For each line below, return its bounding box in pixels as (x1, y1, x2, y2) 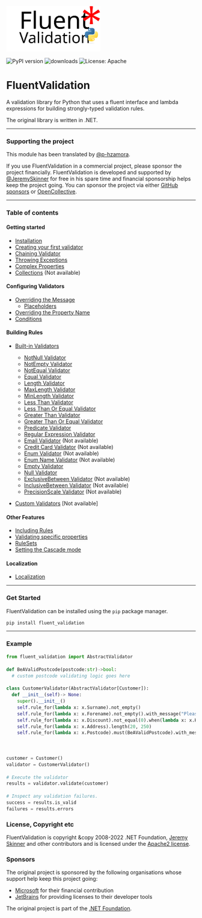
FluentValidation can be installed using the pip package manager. (6, 607, 168, 614)
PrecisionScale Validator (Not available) (23, 488, 122, 495)
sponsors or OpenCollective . (6, 188, 77, 195)
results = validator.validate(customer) (6, 780, 109, 787)
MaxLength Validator (23, 385, 76, 393)
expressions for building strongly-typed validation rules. (6, 105, 145, 112)
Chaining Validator (14, 249, 61, 257)
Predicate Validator (23, 424, 72, 431)
